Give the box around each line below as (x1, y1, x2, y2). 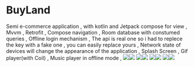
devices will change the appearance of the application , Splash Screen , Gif (6, 47, 188, 54)
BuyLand (6, 3, 51, 17)
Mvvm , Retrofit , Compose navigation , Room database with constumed (6, 29, 180, 36)
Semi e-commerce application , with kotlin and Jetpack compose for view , (6, 23, 188, 30)
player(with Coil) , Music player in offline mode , (6, 54, 122, 61)
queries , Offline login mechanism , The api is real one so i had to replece (6, 35, 183, 42)
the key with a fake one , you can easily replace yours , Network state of (6, 41, 181, 48)
